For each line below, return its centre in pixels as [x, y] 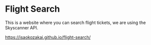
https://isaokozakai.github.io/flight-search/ [48, 37]
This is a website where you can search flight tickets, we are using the [75, 22]
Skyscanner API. [22, 27]
